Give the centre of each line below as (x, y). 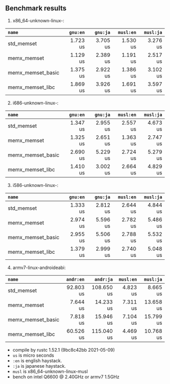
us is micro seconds (33, 355)
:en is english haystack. (37, 360)
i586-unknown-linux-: (35, 185)
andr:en (75, 279)
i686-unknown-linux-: (35, 103)
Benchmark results (36, 8)
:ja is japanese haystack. (39, 366)
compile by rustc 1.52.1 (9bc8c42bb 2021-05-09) (64, 350)
